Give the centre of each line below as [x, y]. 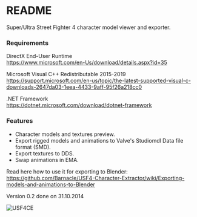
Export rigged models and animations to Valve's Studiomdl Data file [99, 140]
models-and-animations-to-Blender [51, 184]
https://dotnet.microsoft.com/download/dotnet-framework [79, 105]
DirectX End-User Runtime [39, 56]
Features [20, 121]
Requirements [28, 43]
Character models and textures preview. [65, 134]
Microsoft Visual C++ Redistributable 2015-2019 [66, 74]
